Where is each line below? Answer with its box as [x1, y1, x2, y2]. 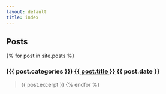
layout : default [6, 8, 47, 15]
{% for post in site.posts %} [6, 52, 75, 60]
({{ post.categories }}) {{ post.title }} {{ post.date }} [6, 67, 160, 75]
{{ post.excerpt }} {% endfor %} [20, 81, 100, 88]
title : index [6, 14, 39, 20]
